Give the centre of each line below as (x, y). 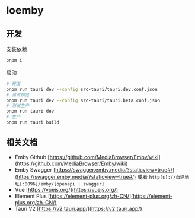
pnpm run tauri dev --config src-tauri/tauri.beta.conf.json (83, 100)
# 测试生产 (18, 106)
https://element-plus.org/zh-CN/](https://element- (111, 196)
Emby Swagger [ (35, 169)
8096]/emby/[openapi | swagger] (65, 184)
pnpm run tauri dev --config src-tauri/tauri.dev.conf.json (82, 89)
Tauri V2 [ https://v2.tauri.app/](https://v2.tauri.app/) (78, 208)
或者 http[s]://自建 (161, 176)
